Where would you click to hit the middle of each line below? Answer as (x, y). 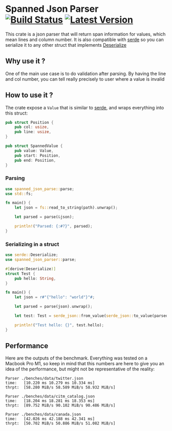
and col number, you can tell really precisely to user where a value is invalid (85, 79)
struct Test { (20, 274)
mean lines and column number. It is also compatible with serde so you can (84, 40)
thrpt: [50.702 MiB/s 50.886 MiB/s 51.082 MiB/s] (60, 424)
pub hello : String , (35, 278)
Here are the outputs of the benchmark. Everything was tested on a (76, 358)
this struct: (17, 113)
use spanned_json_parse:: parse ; (40, 189)
